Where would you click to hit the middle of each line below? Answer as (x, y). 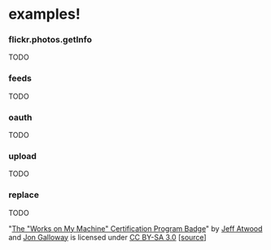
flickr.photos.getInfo (50, 40)
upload (22, 156)
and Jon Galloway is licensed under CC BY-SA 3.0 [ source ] (107, 237)
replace (24, 195)
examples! (45, 14)
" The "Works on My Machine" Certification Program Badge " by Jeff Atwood (135, 228)
